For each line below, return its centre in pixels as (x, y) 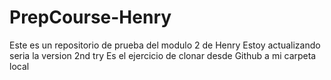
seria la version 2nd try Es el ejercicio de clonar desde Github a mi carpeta (163, 55)
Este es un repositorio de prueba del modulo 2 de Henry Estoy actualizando (165, 45)
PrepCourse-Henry (90, 17)
